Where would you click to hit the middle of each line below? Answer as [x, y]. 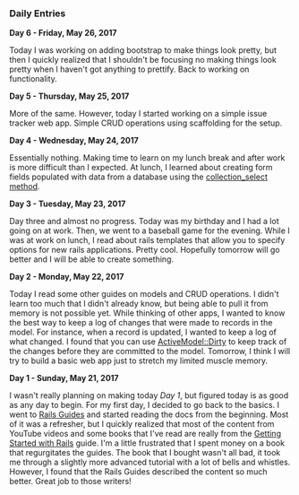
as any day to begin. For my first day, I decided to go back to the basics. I [145, 405]
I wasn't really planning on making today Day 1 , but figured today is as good [149, 395]
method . [25, 187]
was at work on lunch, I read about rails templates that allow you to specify [147, 240]
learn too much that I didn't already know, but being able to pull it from [139, 304]
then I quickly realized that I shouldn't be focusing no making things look [143, 60]
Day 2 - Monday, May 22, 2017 [67, 277]
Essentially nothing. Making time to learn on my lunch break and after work [147, 158]
